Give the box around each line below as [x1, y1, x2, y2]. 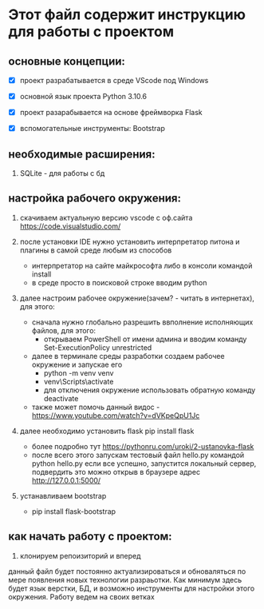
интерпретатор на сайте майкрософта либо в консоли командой [31, 261, 253, 270]
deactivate [43, 393, 79, 403]
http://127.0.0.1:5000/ [31, 476, 101, 485]
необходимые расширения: [8, 147, 156, 161]
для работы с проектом [8, 22, 174, 41]
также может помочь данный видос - [31, 402, 160, 412]
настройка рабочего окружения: [8, 192, 182, 205]
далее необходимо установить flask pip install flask [19, 426, 195, 436]
